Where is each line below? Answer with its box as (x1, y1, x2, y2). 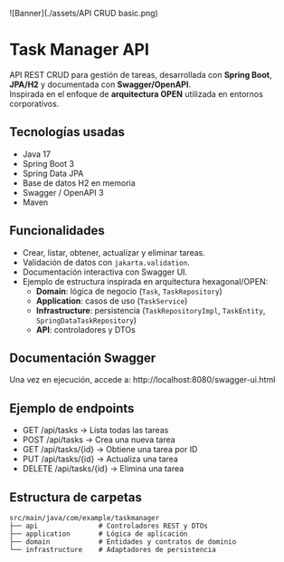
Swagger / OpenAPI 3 (22, 187, 104, 198)
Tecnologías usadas (9, 124, 125, 140)
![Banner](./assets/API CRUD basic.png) (9, 8, 158, 18)
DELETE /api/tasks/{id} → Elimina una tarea (22, 463, 185, 474)
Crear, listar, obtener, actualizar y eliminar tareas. (22, 247, 206, 257)
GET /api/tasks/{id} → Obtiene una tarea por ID (22, 444, 198, 455)
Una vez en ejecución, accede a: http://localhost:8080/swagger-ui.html (9, 374, 276, 385)
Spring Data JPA (22, 168, 84, 179)
